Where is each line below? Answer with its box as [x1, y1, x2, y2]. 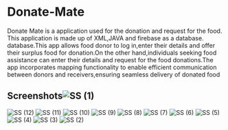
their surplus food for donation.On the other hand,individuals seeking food [7, 49, 217, 57]
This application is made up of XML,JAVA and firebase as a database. [7, 34, 204, 42]
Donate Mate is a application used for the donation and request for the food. [7, 27, 223, 35]
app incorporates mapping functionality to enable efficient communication [7, 63, 217, 71]
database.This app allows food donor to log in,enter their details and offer [7, 41, 215, 49]
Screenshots [7, 90, 63, 102]
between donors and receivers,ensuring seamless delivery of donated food [7, 70, 220, 79]
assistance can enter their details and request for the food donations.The [7, 55, 214, 64]
